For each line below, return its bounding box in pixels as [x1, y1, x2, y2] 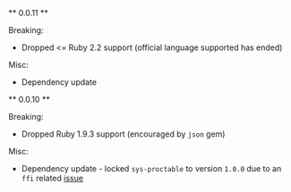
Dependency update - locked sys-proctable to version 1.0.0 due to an [21, 163, 282, 173]
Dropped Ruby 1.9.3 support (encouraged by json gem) [21, 129, 226, 139]
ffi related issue [21, 173, 84, 183]
